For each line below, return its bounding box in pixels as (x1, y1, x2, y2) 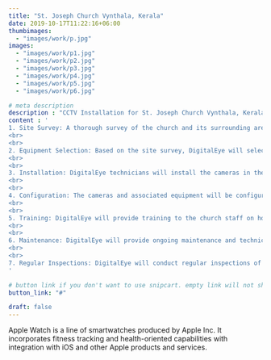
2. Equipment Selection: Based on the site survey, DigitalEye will (8, 146, 244, 154)
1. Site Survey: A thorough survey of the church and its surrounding (8, 124, 251, 132)
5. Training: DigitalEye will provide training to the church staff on (8, 214, 254, 222)
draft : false (8, 303, 52, 312)
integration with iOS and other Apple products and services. (8, 342, 207, 352)
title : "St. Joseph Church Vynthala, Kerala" (8, 11, 164, 20)
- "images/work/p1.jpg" (15, 49, 95, 57)
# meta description (8, 102, 74, 110)
